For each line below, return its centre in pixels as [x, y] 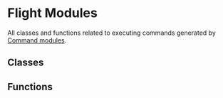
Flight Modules [52, 13]
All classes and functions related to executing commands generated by [111, 33]
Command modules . [37, 40]
